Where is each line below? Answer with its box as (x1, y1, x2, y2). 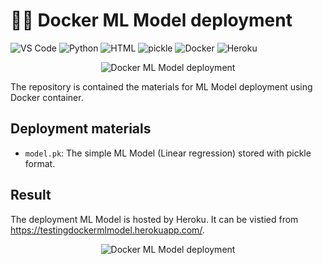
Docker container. (10, 91, 84, 103)
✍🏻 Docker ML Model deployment (10, 9, 293, 32)
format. (24, 157, 56, 169)
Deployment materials (10, 120, 152, 138)
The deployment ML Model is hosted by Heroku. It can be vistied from (10, 213, 299, 225)
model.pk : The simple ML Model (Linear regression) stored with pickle (24, 147, 312, 159)
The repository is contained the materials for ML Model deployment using (10, 80, 313, 93)
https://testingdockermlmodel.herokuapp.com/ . (10, 224, 205, 236)
